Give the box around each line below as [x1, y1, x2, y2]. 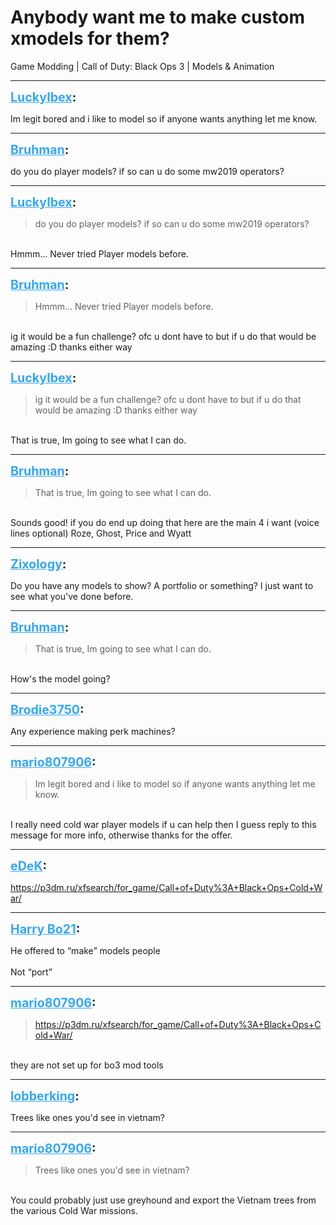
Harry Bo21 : [10, 921, 81, 937]
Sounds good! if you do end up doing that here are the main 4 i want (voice [10, 516, 320, 528]
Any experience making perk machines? [10, 725, 176, 737]
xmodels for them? [10, 27, 170, 50]
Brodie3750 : [10, 701, 85, 718]
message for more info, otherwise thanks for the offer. [10, 829, 233, 841]
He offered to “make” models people [10, 944, 161, 956]
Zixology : [10, 556, 67, 572]
